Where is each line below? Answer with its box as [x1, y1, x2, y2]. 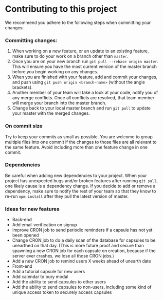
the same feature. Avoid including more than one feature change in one [5, 144, 148, 150]
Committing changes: [5, 37, 57, 43]
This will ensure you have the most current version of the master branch [12, 64, 157, 69]
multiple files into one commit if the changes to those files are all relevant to [5, 139, 157, 145]
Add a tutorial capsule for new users [12, 269, 85, 275]
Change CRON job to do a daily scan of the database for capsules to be [12, 237, 156, 243]
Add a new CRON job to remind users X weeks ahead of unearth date [12, 258, 151, 264]
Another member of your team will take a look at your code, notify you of [12, 89, 158, 96]
